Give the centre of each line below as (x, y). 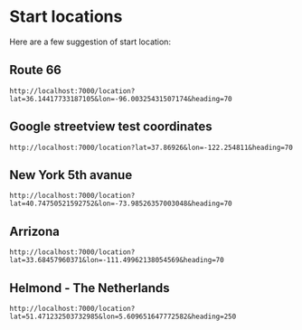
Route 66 (35, 70)
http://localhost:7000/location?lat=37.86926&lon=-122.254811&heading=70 (151, 147)
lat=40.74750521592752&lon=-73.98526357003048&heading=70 (121, 204)
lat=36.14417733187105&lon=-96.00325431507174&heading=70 (121, 99)
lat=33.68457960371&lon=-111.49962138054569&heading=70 (117, 260)
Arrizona (35, 231)
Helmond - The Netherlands (90, 288)
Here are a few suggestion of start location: (90, 42)
